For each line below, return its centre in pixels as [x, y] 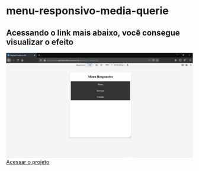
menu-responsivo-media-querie [87, 11]
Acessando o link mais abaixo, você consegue [93, 33]
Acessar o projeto [28, 162]
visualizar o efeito [40, 42]
